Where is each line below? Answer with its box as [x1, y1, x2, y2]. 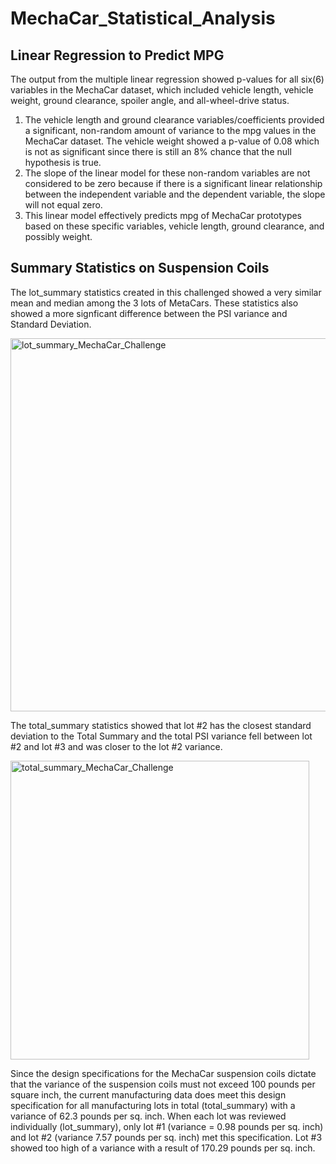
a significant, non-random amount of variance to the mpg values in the [24, 125, 317, 136]
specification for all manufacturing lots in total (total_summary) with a [10, 1099, 296, 1111]
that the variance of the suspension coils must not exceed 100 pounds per [10, 1078, 316, 1090]
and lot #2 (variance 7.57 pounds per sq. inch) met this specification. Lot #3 [10, 1131, 323, 1143]
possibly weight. [24, 231, 93, 242]
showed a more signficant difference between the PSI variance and [10, 307, 288, 319]
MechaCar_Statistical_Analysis [10, 7, 276, 30]
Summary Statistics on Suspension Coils [10, 260, 270, 277]
